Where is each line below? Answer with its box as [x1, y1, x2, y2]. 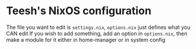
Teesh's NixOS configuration [6, 4, 151, 18]
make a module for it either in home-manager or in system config [6, 36, 166, 43]
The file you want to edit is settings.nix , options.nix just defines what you [6, 24, 191, 31]
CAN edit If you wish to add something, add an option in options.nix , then [6, 30, 188, 37]
